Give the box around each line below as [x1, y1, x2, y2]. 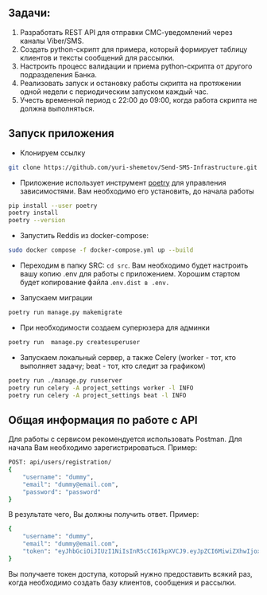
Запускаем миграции [19, 293, 93, 302]
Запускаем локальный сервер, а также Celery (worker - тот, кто [19, 352, 237, 362]
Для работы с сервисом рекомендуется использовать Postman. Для [8, 434, 242, 444]
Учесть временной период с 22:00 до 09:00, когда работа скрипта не [19, 95, 257, 104]
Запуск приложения [8, 127, 114, 140]
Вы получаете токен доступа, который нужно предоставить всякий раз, [8, 569, 253, 578]
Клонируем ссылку [19, 147, 86, 158]
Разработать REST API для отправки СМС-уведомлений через [19, 27, 233, 37]
